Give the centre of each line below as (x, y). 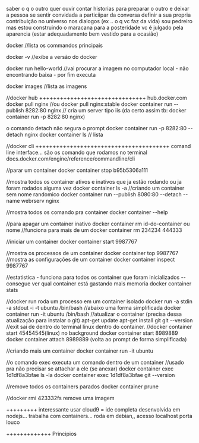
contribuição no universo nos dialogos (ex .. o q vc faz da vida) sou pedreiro (99, 21)
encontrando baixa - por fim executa (51, 75)
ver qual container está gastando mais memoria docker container (112, 284)
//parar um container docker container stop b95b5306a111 (77, 170)
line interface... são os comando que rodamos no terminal (77, 152)
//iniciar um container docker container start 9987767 (72, 241)
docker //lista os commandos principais (54, 45)
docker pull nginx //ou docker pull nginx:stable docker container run (89, 104)
